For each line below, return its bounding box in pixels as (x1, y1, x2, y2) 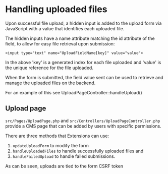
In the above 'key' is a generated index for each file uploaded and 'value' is (5, 59, 161, 65)
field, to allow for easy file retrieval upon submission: (5, 40, 115, 46)
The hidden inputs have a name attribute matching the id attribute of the (5, 35, 155, 41)
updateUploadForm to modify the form (12, 142, 89, 148)
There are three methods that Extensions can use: (5, 133, 109, 139)
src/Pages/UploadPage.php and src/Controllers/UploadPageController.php (5, 118, 160, 124)
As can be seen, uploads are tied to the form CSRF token (5, 163, 124, 169)
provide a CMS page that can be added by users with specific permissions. (5, 123, 161, 129)
